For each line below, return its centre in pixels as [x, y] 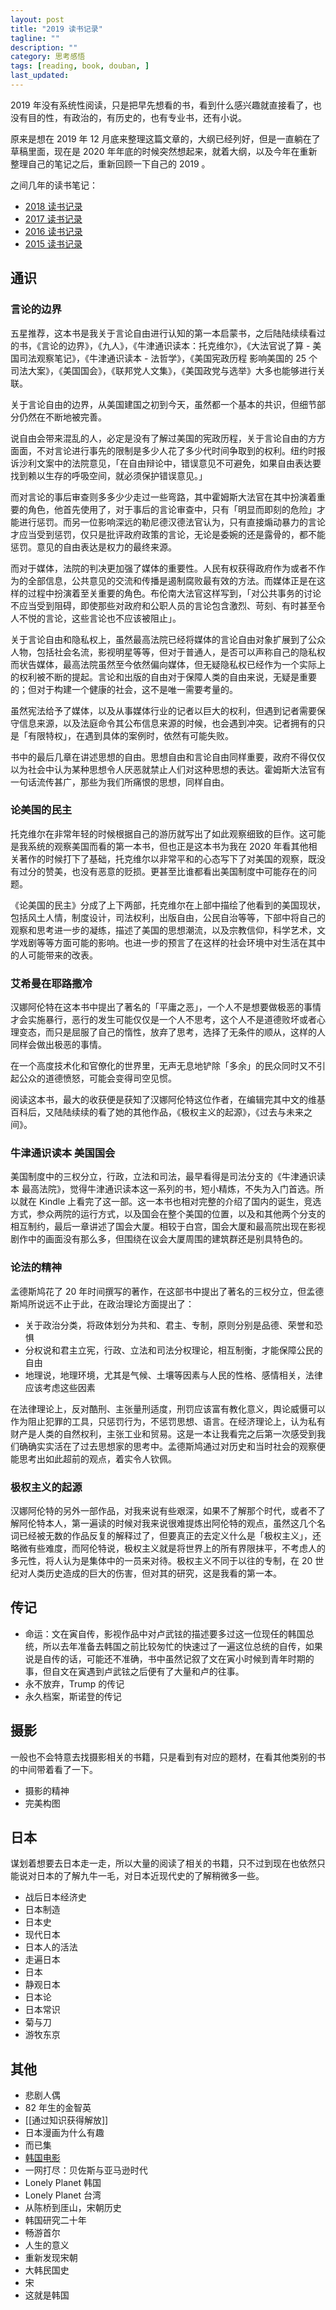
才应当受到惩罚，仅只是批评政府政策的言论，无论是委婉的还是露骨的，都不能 [168, 534]
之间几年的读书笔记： [54, 185]
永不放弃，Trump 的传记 [74, 1683]
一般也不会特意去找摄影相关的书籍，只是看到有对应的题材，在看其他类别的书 [168, 1757]
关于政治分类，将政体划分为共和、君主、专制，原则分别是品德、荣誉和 [169, 1325]
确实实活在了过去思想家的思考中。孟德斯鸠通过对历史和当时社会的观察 [172, 1446]
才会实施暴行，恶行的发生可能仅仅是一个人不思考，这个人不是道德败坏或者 [163, 1020]
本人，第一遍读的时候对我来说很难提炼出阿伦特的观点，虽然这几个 [180, 1523]
